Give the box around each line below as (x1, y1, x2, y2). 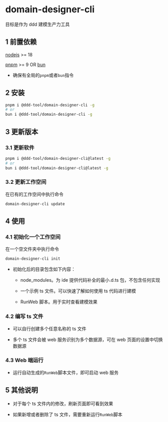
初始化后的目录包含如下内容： (12, 266, 76, 272)
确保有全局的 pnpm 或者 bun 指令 (12, 72, 74, 78)
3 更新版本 (5, 127, 38, 136)
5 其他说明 (5, 386, 38, 395)
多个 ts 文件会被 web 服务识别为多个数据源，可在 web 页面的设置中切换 (12, 336, 163, 343)
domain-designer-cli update (5, 201, 65, 206)
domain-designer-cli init (5, 256, 60, 262)
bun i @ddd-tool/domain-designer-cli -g (5, 112, 93, 117)
